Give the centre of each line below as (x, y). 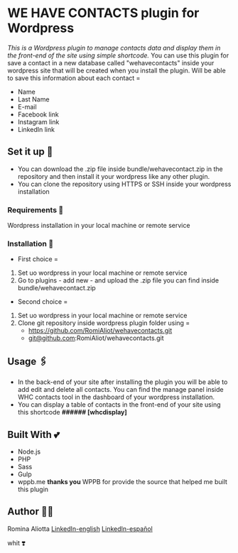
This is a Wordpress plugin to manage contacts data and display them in (114, 48)
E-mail (27, 106)
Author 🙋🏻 (31, 511)
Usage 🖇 (28, 361)
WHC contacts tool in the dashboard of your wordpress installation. (116, 397)
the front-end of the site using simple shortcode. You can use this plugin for (118, 55)
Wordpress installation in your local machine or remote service (99, 226)
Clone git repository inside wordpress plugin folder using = (104, 323)
